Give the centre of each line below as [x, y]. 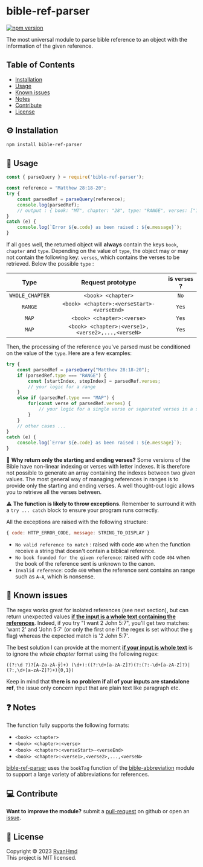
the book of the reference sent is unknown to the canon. [85, 563]
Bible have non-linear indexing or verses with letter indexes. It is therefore [98, 466]
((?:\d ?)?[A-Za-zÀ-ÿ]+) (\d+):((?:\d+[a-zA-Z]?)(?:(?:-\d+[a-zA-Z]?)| [98, 665]
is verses [181, 279]
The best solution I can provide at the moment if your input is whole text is [100, 647]
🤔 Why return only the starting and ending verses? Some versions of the [98, 460]
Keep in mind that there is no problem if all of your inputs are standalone [98, 681]
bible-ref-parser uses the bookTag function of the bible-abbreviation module [100, 767]
